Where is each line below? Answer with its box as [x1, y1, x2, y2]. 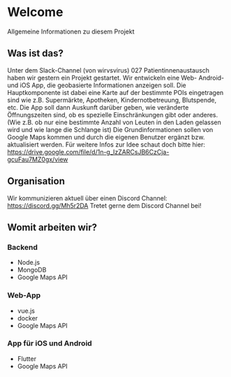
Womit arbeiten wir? [7, 221, 98, 233]
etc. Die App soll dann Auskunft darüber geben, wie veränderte [7, 103, 189, 112]
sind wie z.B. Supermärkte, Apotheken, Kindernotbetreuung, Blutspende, [7, 96, 217, 104]
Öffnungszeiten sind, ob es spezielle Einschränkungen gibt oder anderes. [7, 110, 218, 119]
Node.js [17, 258, 40, 267]
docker [17, 313, 38, 322]
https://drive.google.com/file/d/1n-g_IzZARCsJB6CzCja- [7, 147, 170, 156]
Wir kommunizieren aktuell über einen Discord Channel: [7, 193, 167, 202]
